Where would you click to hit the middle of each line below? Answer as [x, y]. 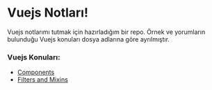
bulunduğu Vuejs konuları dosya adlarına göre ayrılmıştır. [89, 39]
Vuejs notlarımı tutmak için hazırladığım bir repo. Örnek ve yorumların [106, 32]
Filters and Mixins [42, 80]
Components [36, 72]
